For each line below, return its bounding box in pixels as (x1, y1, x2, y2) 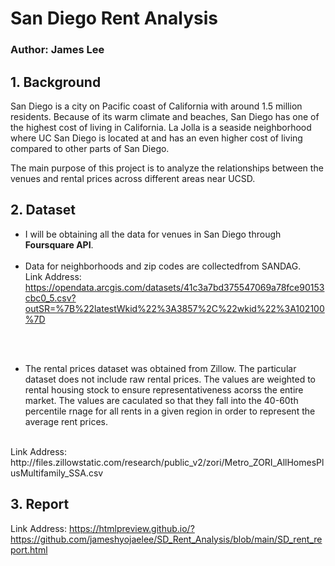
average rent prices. (24, 415, 108, 427)
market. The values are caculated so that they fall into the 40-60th (24, 394, 299, 406)
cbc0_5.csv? (24, 292, 77, 304)
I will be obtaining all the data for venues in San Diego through (24, 228, 282, 240)
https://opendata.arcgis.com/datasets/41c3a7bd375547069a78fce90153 (24, 281, 325, 293)
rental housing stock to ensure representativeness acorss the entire (24, 383, 304, 396)
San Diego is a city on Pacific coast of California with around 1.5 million (10, 100, 303, 112)
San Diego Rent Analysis (10, 7, 218, 30)
